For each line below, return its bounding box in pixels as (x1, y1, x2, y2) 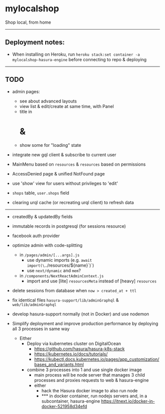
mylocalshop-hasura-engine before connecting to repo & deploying (12, 56, 147, 62)
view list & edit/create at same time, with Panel (19, 103, 114, 109)
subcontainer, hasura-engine (41, 398, 100, 404)
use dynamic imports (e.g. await (27, 257, 92, 263)
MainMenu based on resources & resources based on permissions (12, 161, 146, 167)
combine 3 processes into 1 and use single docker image (27, 367, 142, 373)
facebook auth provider (12, 233, 60, 239)
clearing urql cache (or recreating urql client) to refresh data (12, 199, 134, 205)
